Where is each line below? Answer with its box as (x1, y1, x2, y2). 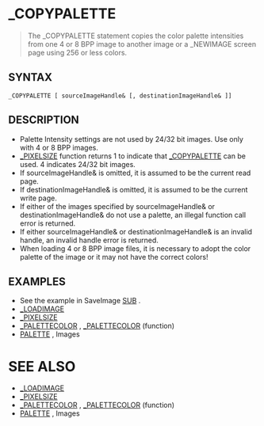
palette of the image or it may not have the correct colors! (19, 252, 209, 261)
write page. (19, 193, 57, 203)
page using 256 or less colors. (27, 48, 128, 57)
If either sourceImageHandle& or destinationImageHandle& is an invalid (19, 226, 252, 236)
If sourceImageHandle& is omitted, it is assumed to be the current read (19, 168, 251, 177)
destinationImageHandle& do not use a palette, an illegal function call (19, 210, 247, 219)
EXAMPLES (8, 275, 66, 288)
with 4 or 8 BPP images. (19, 143, 99, 152)
